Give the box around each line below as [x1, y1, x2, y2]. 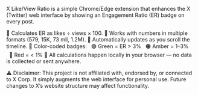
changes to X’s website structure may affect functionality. [6, 82, 150, 89]
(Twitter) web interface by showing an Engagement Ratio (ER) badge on [6, 11, 185, 19]
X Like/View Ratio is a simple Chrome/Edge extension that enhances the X [6, 5, 191, 12]
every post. [6, 18, 34, 25]
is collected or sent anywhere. [6, 58, 81, 65]
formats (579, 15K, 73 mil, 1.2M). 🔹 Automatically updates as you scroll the [6, 36, 190, 43]
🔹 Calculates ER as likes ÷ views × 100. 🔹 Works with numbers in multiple [6, 29, 188, 37]
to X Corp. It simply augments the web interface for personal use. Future [6, 76, 187, 83]
